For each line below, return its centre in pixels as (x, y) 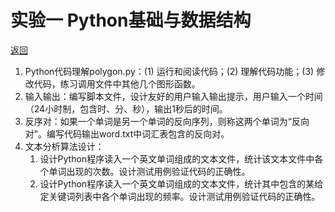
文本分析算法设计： (64, 146)
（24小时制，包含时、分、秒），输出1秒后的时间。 (126, 108)
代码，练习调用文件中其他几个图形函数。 (117, 83)
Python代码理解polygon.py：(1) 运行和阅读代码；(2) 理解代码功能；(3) (169, 71)
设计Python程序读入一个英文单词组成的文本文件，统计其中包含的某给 (181, 183)
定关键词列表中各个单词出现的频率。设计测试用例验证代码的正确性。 (180, 196)
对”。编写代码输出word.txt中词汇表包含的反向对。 (127, 133)
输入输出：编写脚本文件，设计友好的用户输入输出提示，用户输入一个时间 (173, 96)
